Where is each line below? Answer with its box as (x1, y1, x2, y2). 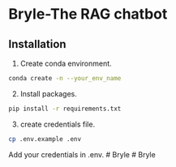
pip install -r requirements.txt (8, 105, 122, 113)
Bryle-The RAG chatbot (8, 5, 168, 24)
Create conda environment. (19, 58, 112, 68)
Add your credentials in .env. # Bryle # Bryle (8, 149, 156, 159)
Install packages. (19, 88, 77, 98)
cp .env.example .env (8, 135, 82, 143)
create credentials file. (19, 119, 96, 129)
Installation (8, 37, 67, 51)
